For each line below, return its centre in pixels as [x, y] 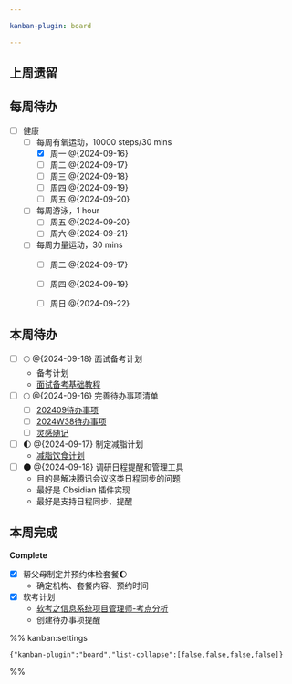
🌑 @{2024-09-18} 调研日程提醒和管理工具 [103, 467]
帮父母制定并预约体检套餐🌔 [75, 574]
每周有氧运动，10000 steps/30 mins [104, 141]
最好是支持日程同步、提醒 [84, 501]
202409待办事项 [67, 409]
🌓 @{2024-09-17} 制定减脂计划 [83, 444]
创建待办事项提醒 [68, 619]
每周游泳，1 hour [68, 211]
